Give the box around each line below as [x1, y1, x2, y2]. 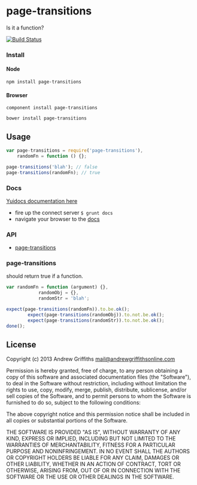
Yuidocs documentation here [6, 197, 78, 205]
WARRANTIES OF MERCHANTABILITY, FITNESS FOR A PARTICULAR [6, 441, 175, 448]
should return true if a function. [6, 273, 83, 280]
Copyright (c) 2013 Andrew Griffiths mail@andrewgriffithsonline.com [6, 355, 175, 363]
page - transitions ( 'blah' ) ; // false [6, 164, 98, 170]
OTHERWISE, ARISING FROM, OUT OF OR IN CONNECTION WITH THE [6, 467, 181, 474]
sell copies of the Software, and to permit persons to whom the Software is [6, 393, 192, 400]
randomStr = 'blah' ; [38, 295, 90, 301]
